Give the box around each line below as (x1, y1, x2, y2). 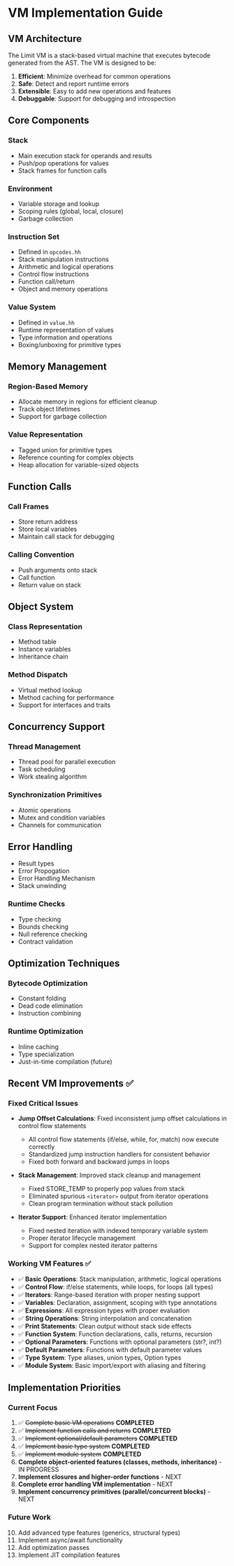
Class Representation (8, 622, 83, 631)
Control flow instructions (17, 270, 89, 279)
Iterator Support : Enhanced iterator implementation (17, 1213, 167, 1222)
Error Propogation (17, 867, 70, 875)
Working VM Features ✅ (8, 1259, 92, 1268)
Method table (17, 638, 57, 646)
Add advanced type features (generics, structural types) (17, 1528, 181, 1537)
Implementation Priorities (8, 1382, 122, 1393)
